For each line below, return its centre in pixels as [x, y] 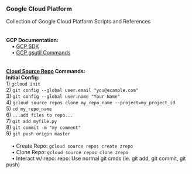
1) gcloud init [23, 84]
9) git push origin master [38, 134]
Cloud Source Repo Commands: [46, 71]
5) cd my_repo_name [29, 109]
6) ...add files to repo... [40, 115]
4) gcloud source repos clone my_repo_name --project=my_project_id [91, 103]
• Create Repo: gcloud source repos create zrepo [72, 146]
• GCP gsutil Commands [41, 53]
